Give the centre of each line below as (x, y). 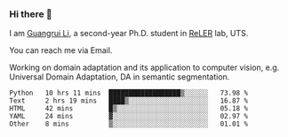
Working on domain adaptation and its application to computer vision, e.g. (144, 68)
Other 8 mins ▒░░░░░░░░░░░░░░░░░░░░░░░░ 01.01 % (129, 124)
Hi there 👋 (31, 14)
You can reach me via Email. (61, 50)
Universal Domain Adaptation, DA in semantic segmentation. (120, 77)
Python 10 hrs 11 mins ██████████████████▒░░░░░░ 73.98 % (129, 93)
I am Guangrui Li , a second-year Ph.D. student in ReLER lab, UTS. (129, 34)
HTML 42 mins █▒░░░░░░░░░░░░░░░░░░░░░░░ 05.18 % (129, 109)
